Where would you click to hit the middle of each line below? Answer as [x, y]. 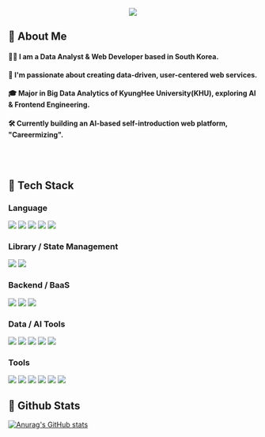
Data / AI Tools [37, 324]
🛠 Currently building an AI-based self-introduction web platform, [118, 123]
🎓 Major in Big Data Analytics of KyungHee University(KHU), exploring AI [132, 93]
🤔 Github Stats [44, 406]
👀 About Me [38, 37]
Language [28, 208]
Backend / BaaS [39, 285]
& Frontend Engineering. [49, 105]
